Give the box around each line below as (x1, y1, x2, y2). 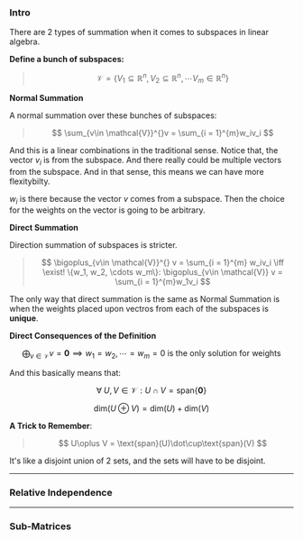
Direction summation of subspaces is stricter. (9, 240, 178, 251)
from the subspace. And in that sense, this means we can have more (9, 166, 264, 177)
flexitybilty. (9, 176, 50, 187)
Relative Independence (9, 487, 113, 499)
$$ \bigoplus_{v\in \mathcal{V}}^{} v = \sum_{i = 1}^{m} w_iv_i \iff (41, 257, 284, 268)
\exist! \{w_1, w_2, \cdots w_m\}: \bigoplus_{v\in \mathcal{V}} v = (41, 267, 284, 278)
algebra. (9, 36, 41, 47)
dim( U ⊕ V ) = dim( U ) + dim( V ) (93, 403, 210, 414)
